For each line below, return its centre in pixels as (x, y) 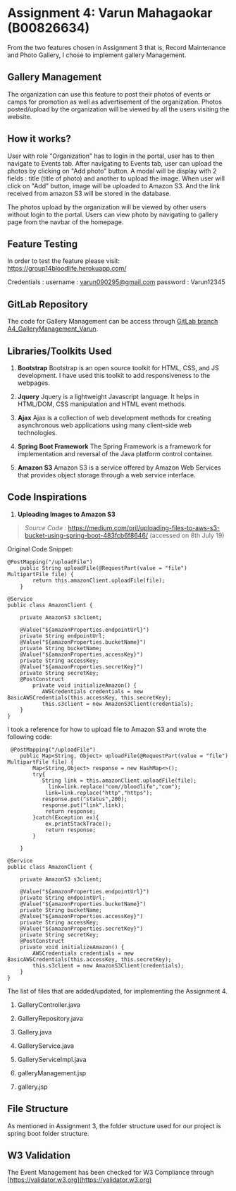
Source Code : (45, 527)
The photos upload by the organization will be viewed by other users (107, 207)
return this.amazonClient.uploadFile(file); (99, 580)
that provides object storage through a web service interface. (106, 475)
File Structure (38, 1109)
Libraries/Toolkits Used (60, 351)
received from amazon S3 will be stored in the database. (89, 193)
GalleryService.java (46, 1046)
